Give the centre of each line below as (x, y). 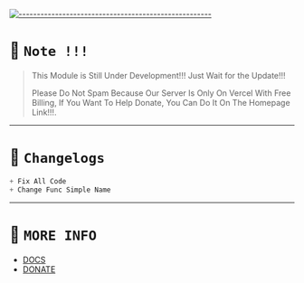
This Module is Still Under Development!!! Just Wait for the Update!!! (159, 75)
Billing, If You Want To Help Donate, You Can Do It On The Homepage (161, 102)
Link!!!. (44, 112)
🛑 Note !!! (49, 51)
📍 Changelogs (57, 157)
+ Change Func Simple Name (60, 190)
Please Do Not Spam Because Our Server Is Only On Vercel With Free (161, 93)
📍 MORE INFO (53, 234)
